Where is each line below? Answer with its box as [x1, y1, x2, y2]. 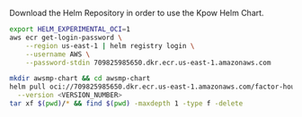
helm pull [9, 82, 47, 92]
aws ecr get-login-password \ [9, 33, 123, 42]
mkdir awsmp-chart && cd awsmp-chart [9, 74, 151, 83]
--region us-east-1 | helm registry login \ [25, 41, 195, 50]
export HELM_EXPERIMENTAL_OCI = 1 [9, 25, 130, 34]
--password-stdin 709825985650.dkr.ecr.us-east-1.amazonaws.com [25, 58, 271, 67]
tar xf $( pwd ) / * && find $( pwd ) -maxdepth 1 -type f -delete [9, 99, 244, 108]
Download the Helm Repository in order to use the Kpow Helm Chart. [9, 8, 264, 18]
